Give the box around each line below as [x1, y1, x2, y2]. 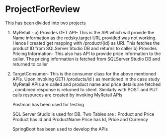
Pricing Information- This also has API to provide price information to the [12, 51, 162, 57]
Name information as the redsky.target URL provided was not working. [12, 35, 157, 41]
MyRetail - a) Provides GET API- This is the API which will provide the [12, 29, 155, 35]
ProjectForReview [5, 3, 81, 15]
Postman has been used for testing [12, 101, 84, 107]
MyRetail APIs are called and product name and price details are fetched [12, 81, 161, 87]
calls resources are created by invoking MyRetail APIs [12, 92, 123, 98]
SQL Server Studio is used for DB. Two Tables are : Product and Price [12, 111, 155, 117]
